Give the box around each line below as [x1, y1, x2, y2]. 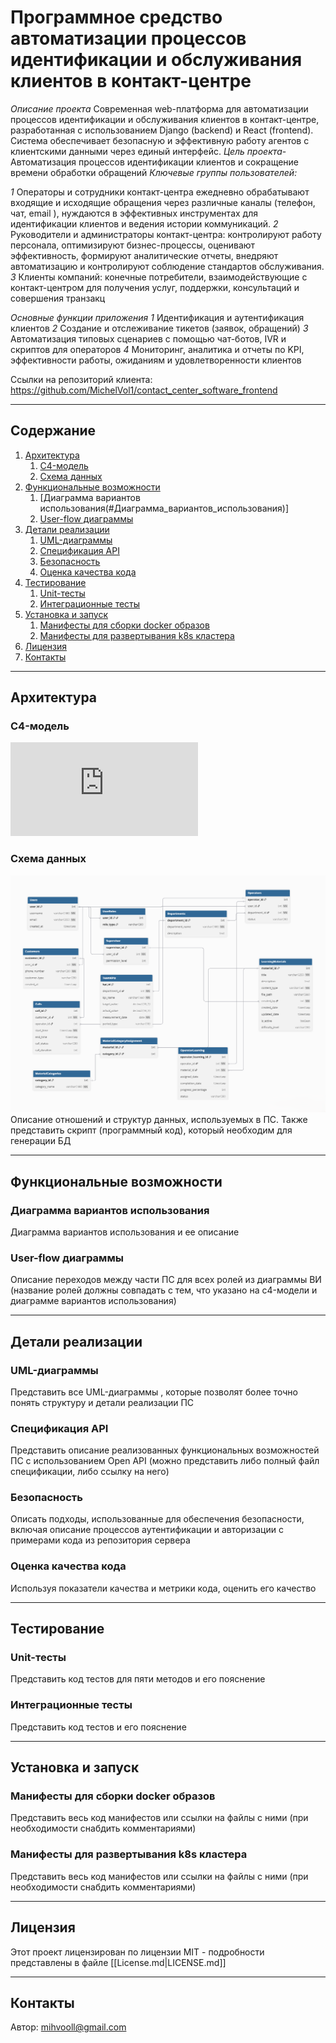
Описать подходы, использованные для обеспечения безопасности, [10, 1513, 305, 1525]
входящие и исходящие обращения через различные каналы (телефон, [10, 196, 316, 208]
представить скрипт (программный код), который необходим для [10, 1124, 293, 1136]
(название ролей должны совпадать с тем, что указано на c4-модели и [10, 1284, 318, 1296]
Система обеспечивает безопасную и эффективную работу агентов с [10, 134, 310, 146]
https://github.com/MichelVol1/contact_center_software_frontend [10, 384, 278, 396]
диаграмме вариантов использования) [10, 1295, 177, 1307]
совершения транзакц [10, 292, 106, 304]
